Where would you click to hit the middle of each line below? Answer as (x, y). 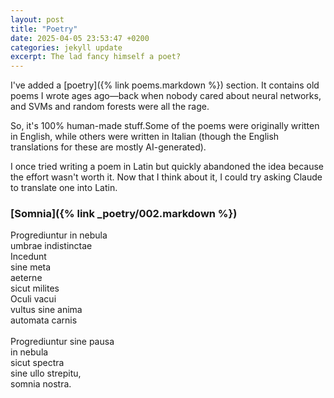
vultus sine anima (46, 310)
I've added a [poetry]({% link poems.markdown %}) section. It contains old (165, 85)
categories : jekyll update (66, 47)
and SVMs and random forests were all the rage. (110, 107)
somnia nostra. (41, 384)
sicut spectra (37, 363)
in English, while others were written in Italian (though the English (145, 137)
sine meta (31, 267)
